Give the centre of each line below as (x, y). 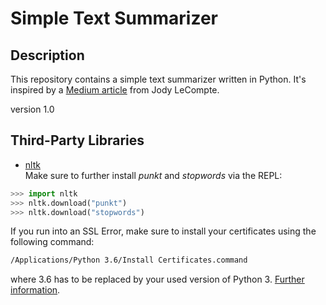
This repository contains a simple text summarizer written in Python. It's (158, 79)
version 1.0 (32, 109)
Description (47, 55)
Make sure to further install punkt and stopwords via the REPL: (153, 175)
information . (35, 290)
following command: (52, 242)
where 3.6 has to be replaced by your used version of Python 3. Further (157, 279)
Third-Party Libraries (77, 140)
